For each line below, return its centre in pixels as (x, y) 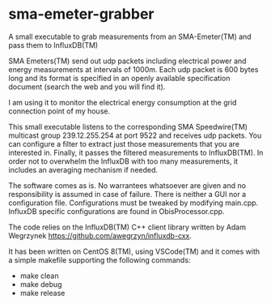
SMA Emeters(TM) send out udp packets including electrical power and (127, 61)
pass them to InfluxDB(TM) (53, 45)
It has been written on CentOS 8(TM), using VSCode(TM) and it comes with (134, 251)
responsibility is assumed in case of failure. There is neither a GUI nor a (127, 194)
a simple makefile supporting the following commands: (100, 259)
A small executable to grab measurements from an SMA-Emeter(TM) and (130, 36)
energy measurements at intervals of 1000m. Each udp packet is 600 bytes (133, 69)
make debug (41, 284)
